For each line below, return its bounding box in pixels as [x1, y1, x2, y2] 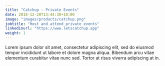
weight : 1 [5, 30, 26, 35]
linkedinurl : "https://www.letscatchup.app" [5, 26, 99, 31]
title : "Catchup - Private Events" [5, 7, 79, 12]
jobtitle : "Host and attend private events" [5, 21, 99, 26]
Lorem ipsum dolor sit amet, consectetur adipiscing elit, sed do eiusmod [5, 44, 154, 50]
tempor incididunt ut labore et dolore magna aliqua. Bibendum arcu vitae [5, 49, 154, 55]
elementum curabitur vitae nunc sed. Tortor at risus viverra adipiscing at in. [5, 55, 160, 60]
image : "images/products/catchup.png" [5, 16, 86, 21]
